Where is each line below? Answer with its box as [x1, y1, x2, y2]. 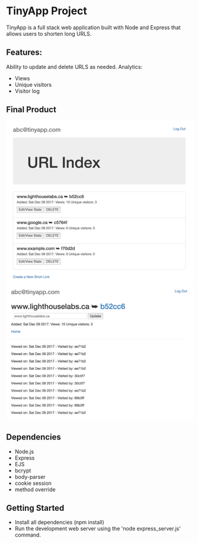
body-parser [14, 473, 46, 480]
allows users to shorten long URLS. [6, 30, 92, 37]
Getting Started [6, 503, 65, 513]
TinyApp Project [6, 4, 88, 18]
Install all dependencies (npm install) [14, 519, 105, 526]
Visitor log [14, 87, 40, 95]
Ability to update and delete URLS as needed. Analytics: [6, 63, 143, 70]
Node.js [14, 448, 34, 455]
